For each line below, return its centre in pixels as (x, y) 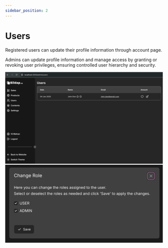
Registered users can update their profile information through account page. (84, 50)
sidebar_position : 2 (27, 11)
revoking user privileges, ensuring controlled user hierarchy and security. (81, 65)
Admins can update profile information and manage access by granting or (81, 60)
